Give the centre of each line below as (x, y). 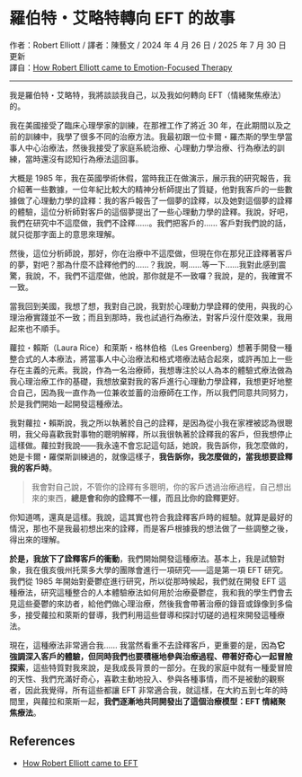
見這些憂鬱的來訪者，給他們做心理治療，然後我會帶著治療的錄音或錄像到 (143, 604)
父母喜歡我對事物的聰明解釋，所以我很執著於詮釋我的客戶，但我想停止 (163, 434)
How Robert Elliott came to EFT (80, 763)
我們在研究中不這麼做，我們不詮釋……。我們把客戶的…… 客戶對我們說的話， (150, 223)
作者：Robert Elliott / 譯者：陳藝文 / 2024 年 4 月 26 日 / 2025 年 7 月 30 (143, 45)
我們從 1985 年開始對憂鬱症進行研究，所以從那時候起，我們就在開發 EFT (143, 581)
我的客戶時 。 (33, 467)
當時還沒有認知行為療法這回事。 (84, 159)
